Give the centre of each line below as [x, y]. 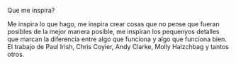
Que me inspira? [31, 10]
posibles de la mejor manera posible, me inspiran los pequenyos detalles [113, 32]
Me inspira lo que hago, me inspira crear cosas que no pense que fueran [113, 24]
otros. [16, 54]
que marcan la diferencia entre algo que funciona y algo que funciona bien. [117, 39]
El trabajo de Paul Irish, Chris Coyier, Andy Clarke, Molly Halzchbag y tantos [118, 47]
